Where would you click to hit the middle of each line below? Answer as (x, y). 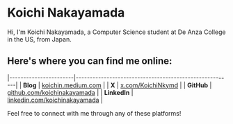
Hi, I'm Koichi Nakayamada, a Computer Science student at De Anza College (116, 32)
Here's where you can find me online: (90, 61)
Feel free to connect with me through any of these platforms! (94, 113)
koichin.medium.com (72, 85)
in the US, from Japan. (39, 39)
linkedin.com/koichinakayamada (53, 100)
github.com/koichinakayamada (51, 92)
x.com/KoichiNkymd (150, 85)
